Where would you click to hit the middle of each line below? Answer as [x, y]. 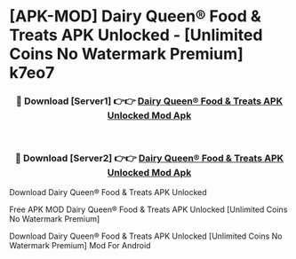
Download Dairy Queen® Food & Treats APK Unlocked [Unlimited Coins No [146, 236]
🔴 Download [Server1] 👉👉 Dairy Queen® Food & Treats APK [149, 101]
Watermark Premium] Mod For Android [80, 245]
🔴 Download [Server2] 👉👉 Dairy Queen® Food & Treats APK [149, 159]
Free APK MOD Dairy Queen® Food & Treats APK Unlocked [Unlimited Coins [148, 209]
